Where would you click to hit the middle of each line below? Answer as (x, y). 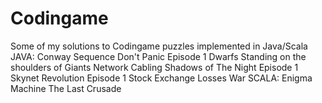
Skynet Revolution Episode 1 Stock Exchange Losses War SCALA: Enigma (161, 78)
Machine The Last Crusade (66, 88)
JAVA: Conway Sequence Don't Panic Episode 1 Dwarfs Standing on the (158, 56)
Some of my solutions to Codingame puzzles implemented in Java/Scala (159, 46)
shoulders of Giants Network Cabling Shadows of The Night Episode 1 (154, 67)
